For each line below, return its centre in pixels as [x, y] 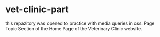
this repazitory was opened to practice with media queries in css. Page [80, 23]
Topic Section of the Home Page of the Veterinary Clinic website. [74, 28]
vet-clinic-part [37, 9]
